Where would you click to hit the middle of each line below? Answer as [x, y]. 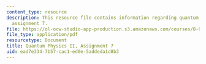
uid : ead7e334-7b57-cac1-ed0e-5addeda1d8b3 [63, 52]
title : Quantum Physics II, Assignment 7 [60, 46]
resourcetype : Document [37, 40]
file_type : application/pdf [42, 35]
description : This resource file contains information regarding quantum [103, 18]
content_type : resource [37, 12]
